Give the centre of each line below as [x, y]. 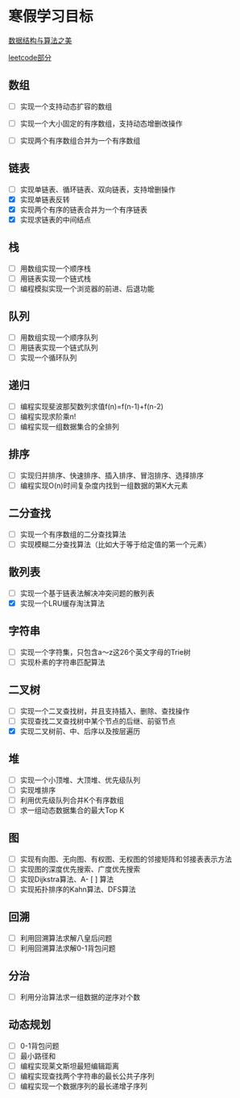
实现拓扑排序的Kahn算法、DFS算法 [78, 889]
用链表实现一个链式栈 [55, 278]
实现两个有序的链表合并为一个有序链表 [83, 209]
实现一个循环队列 [48, 357]
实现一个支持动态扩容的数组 [66, 106]
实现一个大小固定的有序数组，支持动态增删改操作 [101, 123]
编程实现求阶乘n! [48, 416]
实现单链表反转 [45, 199]
